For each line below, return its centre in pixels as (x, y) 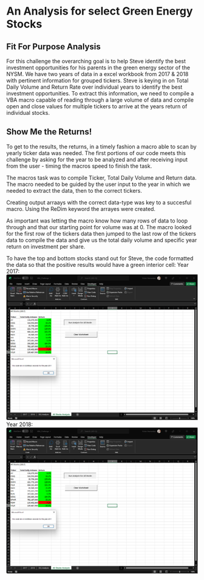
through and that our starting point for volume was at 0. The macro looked (99, 227)
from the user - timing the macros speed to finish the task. (79, 166)
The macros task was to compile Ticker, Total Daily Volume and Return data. (101, 178)
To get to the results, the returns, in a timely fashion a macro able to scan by (101, 147)
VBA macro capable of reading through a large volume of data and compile (100, 100)
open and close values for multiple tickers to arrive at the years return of (97, 106)
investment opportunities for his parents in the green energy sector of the (98, 67)
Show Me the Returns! (49, 132)
